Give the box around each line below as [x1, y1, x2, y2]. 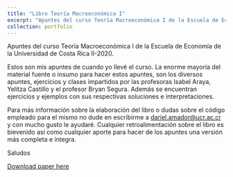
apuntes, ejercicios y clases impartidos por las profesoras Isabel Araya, [7, 78, 212, 86]
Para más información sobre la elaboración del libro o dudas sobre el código [7, 106, 225, 115]
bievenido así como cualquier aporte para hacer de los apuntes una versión [7, 128, 223, 136]
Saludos [7, 149, 31, 157]
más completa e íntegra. [7, 135, 76, 144]
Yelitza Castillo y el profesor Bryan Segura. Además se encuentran [7, 85, 198, 94]
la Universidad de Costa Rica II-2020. [7, 49, 114, 58]
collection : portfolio [7, 23, 73, 30]
